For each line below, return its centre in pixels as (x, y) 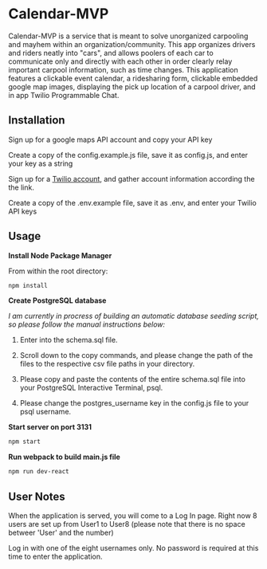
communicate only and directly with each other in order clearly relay (120, 61)
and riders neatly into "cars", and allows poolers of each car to (111, 53)
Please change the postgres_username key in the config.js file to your (134, 403)
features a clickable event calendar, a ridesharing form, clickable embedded (133, 78)
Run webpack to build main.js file (65, 457)
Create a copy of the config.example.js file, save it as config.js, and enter (128, 155)
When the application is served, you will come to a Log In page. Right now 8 (133, 516)
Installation (37, 120)
